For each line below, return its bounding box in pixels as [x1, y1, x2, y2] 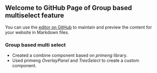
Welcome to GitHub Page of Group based [5, 4, 132, 12]
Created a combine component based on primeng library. [12, 53, 128, 58]
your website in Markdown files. [5, 29, 69, 35]
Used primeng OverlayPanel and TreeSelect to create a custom [12, 58, 139, 63]
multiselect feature [5, 12, 64, 20]
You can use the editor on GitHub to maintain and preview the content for [5, 24, 152, 30]
